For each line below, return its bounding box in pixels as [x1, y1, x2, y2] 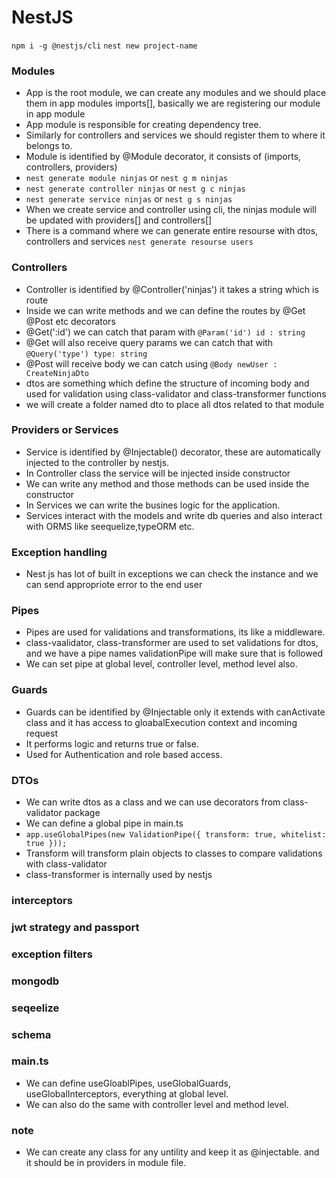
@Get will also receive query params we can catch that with [25, 336, 274, 348]
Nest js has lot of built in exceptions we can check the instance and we [25, 568, 319, 580]
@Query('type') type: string [25, 349, 148, 359]
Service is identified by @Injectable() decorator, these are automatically [25, 446, 321, 458]
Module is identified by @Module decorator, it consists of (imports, [25, 151, 302, 163]
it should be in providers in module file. [25, 1157, 187, 1169]
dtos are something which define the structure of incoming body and [25, 377, 310, 389]
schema [11, 1027, 52, 1041]
